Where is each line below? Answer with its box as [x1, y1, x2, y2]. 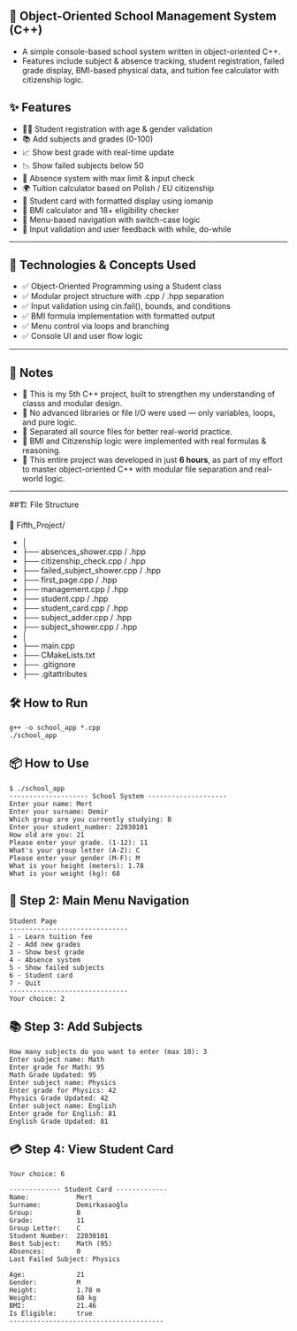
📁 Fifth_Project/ [9, 519, 65, 531]
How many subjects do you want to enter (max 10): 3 [9, 1047, 208, 1056]
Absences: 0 [9, 1247, 81, 1257]
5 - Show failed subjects [9, 963, 104, 972]
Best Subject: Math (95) [9, 1240, 113, 1249]
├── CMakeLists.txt [21, 650, 95, 660]
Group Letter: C [9, 1224, 81, 1233]
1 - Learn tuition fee [9, 932, 93, 941]
